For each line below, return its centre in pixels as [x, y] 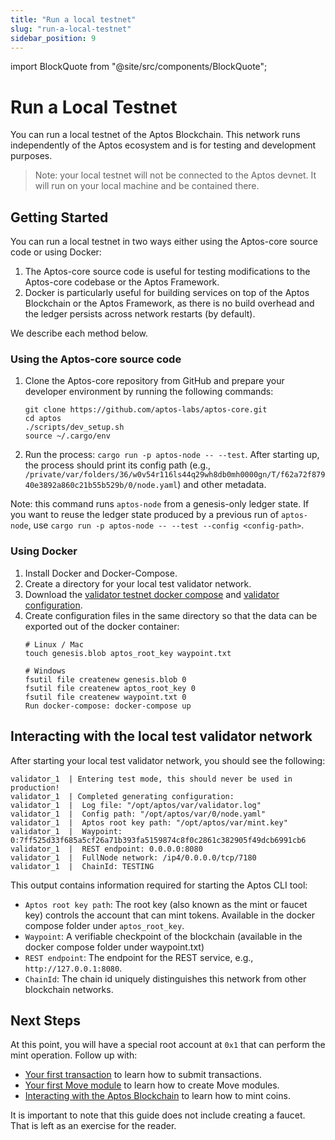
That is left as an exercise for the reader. [93, 1126]
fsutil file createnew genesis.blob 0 [105, 679]
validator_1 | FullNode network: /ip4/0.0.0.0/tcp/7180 [133, 857]
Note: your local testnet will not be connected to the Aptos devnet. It [175, 175]
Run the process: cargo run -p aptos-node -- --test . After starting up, [172, 455]
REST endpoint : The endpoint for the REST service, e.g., [139, 957]
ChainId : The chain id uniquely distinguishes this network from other [165, 978]
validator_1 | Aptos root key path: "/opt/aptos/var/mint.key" [149, 822]
